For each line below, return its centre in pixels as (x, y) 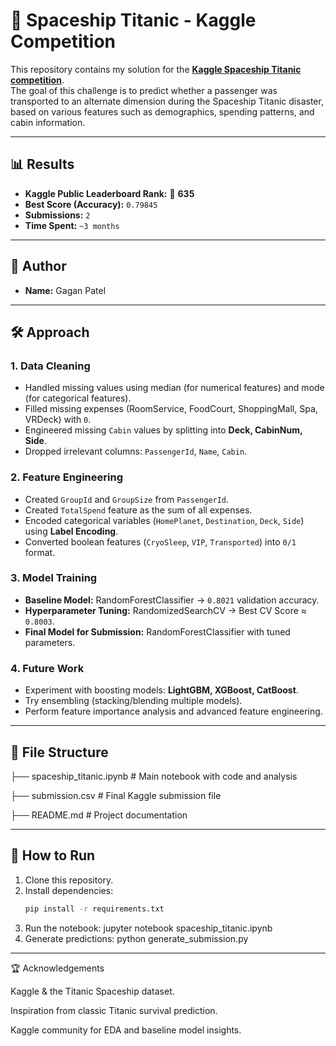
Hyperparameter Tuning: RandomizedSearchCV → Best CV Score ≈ (166, 610)
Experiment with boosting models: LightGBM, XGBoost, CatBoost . (161, 690)
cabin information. (48, 122)
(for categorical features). (78, 398)
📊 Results (42, 164)
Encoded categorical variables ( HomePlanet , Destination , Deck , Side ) (164, 520)
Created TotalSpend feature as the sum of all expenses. (138, 510)
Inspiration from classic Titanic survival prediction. (114, 1010)
